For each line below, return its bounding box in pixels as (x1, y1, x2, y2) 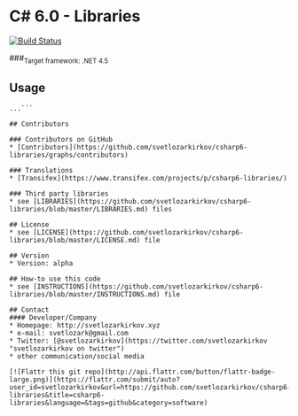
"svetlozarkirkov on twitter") (9, 343, 125, 353)
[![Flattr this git (9, 367, 82, 376)
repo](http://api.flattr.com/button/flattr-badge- (84, 367, 276, 376)
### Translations (9, 166, 74, 174)
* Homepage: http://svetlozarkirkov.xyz (9, 320, 161, 329)
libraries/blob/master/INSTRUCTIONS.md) (9, 289, 161, 298)
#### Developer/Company (9, 312, 98, 322)
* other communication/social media (9, 351, 145, 360)
